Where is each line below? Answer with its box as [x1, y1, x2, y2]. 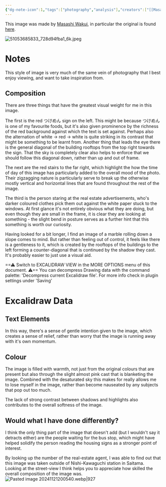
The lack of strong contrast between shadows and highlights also [5, 397, 138, 403]
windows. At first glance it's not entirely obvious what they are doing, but [5, 206, 154, 212]
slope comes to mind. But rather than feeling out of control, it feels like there [5, 237, 161, 243]
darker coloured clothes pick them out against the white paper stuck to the [5, 200, 157, 206]
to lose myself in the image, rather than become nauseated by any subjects [5, 382, 159, 388]
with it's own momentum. [5, 338, 57, 345]
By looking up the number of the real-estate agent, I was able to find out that [5, 455, 161, 461]
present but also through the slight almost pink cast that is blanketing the [5, 371, 154, 377]
